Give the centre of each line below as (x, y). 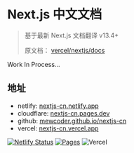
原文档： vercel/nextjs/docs (65, 50)
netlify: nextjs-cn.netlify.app (58, 106)
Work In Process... (34, 64)
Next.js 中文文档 (55, 14)
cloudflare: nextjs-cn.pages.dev (63, 113)
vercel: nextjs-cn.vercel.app (58, 128)
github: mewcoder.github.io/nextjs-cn (72, 121)
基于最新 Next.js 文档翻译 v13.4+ (72, 35)
